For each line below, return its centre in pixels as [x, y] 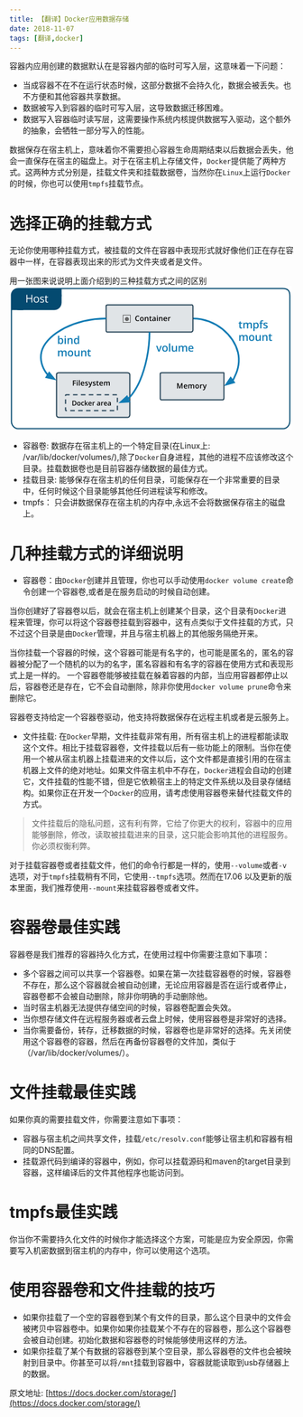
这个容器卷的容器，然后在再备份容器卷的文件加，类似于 [133, 1042]
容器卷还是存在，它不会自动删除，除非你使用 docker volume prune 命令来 [158, 686]
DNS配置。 [59, 1150]
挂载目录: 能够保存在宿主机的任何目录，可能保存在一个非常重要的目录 [151, 480]
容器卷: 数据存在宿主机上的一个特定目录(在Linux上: [116, 446]
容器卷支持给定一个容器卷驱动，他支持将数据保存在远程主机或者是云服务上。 [151, 717]
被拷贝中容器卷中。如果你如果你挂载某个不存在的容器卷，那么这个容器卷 [156, 1328]
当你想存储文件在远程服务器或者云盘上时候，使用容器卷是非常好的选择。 [156, 1019]
